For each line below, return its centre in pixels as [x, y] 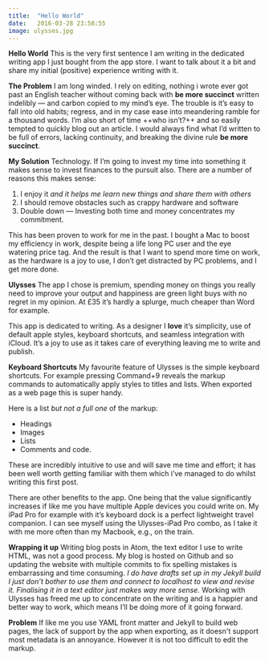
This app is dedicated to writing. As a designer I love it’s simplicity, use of [130, 326]
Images [32, 433]
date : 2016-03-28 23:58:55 [57, 23]
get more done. [34, 269]
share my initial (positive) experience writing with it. [94, 71]
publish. [21, 352]
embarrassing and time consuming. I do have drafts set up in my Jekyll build [134, 573]
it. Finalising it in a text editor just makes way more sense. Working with [127, 590]
